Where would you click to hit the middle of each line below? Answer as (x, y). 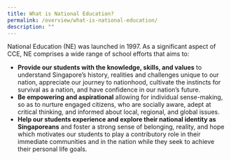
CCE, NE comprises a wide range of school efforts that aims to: (98, 54)
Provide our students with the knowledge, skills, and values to (110, 68)
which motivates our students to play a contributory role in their (109, 134)
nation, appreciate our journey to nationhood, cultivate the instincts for (119, 82)
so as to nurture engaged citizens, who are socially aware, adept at (114, 105)
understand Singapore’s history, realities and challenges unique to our (118, 75)
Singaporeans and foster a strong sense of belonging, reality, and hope (121, 127)
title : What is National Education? (61, 14)
